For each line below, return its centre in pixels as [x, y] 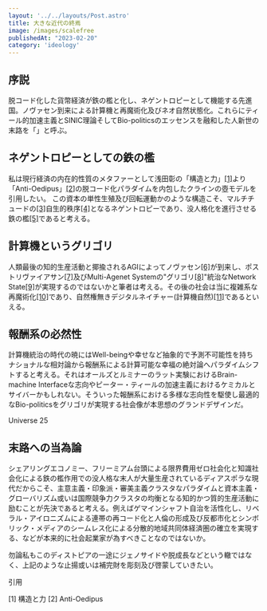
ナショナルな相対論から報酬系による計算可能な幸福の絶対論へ [110, 365]
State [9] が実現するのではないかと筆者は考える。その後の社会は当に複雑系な [133, 286]
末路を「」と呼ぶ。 [40, 130]
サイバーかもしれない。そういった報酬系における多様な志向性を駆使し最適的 [134, 395]
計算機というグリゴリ [61, 246]
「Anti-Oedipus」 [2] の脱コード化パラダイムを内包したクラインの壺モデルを [132, 188]
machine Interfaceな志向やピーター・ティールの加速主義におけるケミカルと [132, 384]
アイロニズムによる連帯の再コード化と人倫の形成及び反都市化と [133, 518]
